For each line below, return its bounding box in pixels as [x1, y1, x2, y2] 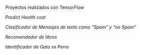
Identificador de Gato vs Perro [5, 44, 69, 50]
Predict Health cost [5, 14, 46, 20]
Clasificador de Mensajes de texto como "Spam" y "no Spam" [5, 24, 136, 30]
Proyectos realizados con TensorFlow [5, 5, 84, 10]
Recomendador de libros [5, 34, 58, 40]
